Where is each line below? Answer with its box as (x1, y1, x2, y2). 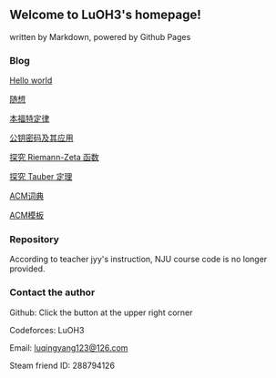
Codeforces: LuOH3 (9, 324, 85, 335)
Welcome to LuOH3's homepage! (9, 7, 202, 23)
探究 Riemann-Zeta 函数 (9, 152, 100, 163)
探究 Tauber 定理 (9, 171, 73, 182)
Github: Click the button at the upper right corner (9, 307, 193, 318)
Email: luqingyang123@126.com (9, 342, 128, 353)
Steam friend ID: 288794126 (9, 360, 116, 371)
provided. (9, 263, 46, 274)
